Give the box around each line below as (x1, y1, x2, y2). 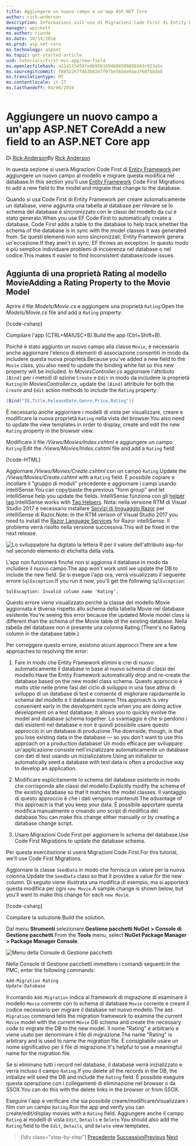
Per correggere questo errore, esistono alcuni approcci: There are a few (6, 641, 178, 648)
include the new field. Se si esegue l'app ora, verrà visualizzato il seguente (6, 571, 185, 578)
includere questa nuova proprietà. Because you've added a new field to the (6, 355, 185, 362)
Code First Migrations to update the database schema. (14, 837, 146, 844)
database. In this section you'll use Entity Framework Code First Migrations (6, 178, 185, 185)
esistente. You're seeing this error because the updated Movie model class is (6, 611, 190, 618)
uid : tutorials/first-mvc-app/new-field (6, 57, 106, 63)
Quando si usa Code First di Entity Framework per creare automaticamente (6, 196, 186, 203)
